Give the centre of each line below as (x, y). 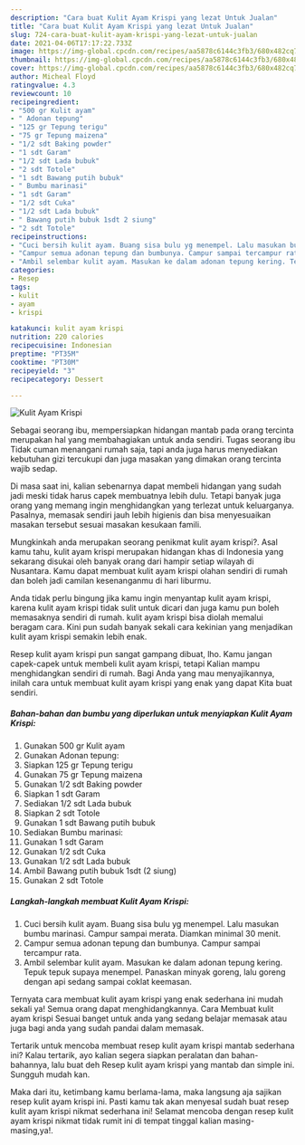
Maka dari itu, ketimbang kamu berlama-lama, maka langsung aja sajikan (146, 1093)
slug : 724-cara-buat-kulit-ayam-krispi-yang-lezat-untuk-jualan (134, 34)
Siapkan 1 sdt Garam (62, 794)
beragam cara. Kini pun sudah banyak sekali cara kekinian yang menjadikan (152, 627)
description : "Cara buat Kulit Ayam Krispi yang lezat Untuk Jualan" (144, 18)
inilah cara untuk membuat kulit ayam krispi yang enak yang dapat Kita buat (152, 683)
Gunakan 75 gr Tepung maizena (83, 775)
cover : (23, 69)
